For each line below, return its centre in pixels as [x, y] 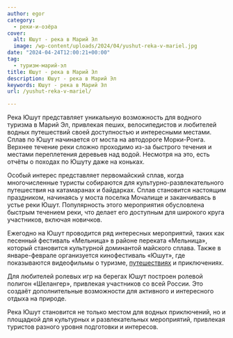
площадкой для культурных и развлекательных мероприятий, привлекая [116, 320]
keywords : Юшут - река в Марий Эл [57, 85]
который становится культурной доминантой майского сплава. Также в [114, 248]
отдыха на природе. [37, 299]
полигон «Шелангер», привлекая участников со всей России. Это [105, 284]
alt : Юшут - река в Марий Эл [56, 40]
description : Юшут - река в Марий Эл [62, 78]
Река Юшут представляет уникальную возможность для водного [104, 117]
